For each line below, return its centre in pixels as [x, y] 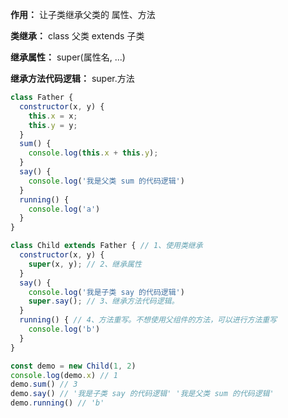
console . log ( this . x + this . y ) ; [93, 153]
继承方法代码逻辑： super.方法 [72, 78]
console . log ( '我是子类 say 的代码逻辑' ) [106, 292]
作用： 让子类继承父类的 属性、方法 [83, 14]
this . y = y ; [53, 125]
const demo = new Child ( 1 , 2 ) [73, 366]
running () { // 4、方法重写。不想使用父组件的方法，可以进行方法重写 [148, 320]
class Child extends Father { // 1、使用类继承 [106, 246]
